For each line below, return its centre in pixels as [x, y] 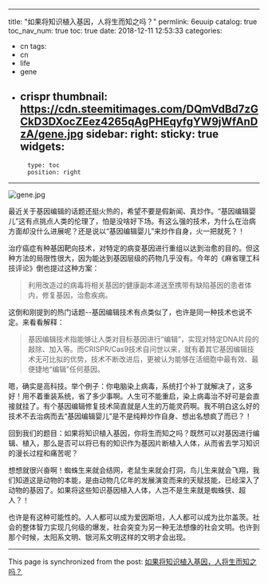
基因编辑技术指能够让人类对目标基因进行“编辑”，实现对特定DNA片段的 [143, 339]
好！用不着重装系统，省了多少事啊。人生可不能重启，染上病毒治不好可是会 [130, 396]
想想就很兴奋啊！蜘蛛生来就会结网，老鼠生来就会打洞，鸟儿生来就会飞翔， [130, 470]
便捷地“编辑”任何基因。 [66, 369]
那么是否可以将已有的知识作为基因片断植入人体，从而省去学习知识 [151, 443]
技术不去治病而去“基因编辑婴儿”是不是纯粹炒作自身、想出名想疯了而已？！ [130, 416]
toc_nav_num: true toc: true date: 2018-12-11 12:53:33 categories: [115, 30]
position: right [54, 172]
